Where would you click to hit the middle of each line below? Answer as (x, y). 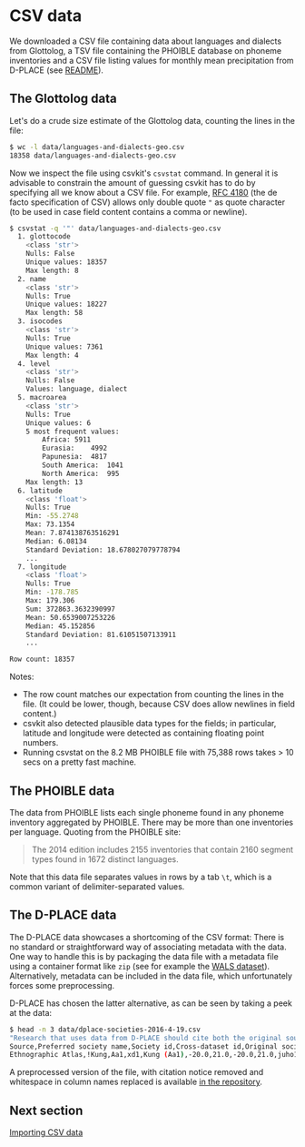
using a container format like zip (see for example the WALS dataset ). (140, 966)
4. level (34, 364)
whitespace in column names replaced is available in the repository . (136, 1082)
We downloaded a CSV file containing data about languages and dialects (146, 41)
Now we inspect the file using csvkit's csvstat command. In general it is (144, 173)
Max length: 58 (54, 313)
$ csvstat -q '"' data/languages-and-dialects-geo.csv (115, 228)
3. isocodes (40, 321)
